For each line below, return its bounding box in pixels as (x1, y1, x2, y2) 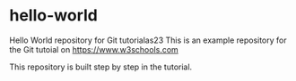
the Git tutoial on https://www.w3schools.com (9, 44, 179, 54)
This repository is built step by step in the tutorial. (9, 61, 193, 72)
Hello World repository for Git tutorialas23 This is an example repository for (9, 35, 287, 45)
